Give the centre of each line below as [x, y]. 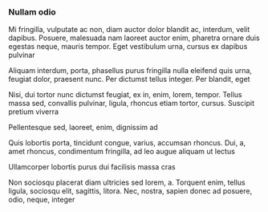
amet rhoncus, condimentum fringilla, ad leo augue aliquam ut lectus [122, 152]
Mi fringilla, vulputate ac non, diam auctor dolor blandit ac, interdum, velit [129, 30]
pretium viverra [33, 112]
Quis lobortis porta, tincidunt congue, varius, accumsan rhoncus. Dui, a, [127, 143]
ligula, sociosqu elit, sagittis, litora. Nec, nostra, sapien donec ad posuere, [130, 191]
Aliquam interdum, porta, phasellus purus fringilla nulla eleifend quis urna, [130, 71]
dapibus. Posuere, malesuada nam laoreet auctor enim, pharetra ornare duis [134, 38]
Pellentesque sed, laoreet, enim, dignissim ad [83, 128]
